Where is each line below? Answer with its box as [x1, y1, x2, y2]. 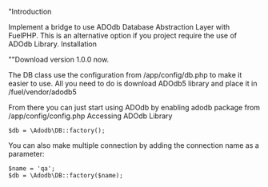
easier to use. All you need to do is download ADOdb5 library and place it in [8, 79, 258, 88]
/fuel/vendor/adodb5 [8, 87, 78, 97]
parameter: [8, 149, 46, 158]
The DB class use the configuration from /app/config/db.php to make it [8, 70, 242, 79]
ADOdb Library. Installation [8, 39, 98, 49]
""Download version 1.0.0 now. [8, 55, 110, 64]
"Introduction [8, 7, 52, 16]
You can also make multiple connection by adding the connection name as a [8, 141, 260, 150]
